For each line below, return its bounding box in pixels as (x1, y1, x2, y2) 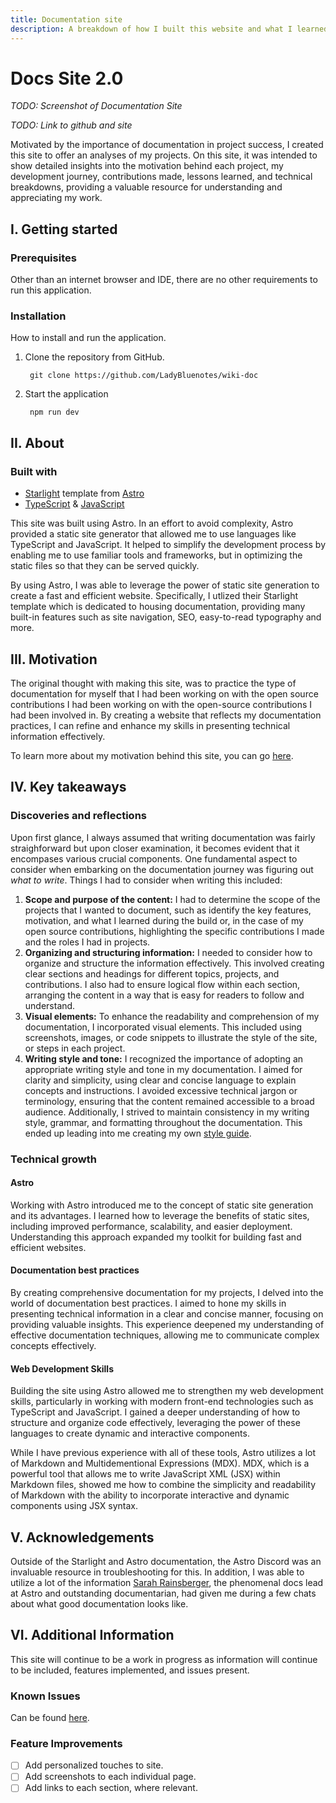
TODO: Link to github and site (10, 119, 133, 131)
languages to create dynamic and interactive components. (10, 1427, 250, 1440)
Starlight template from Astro (24, 487, 145, 500)
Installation (10, 309, 67, 323)
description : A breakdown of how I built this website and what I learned (10, 24, 329, 34)
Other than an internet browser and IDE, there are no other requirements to (10, 274, 318, 286)
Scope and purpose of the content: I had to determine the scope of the (24, 893, 321, 905)
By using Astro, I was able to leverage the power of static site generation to (10, 579, 320, 591)
